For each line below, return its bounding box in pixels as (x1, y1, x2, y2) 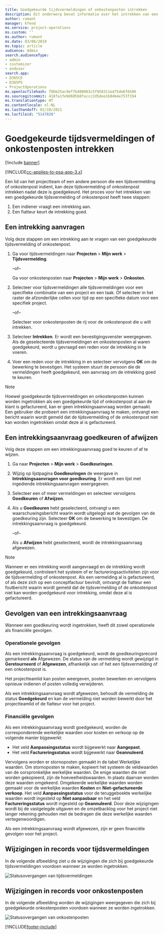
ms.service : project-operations (5, 25, 71, 30)
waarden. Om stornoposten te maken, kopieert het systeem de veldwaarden (5, 764, 158, 770)
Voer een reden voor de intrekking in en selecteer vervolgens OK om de (12, 358, 157, 365)
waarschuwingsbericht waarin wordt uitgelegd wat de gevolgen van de (12, 510, 155, 516)
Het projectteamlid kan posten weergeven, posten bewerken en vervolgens (5, 676, 156, 682)
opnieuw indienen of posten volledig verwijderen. (5, 681, 104, 687)
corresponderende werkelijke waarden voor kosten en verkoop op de (5, 729, 144, 735)
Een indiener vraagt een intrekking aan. (12, 204, 91, 210)
